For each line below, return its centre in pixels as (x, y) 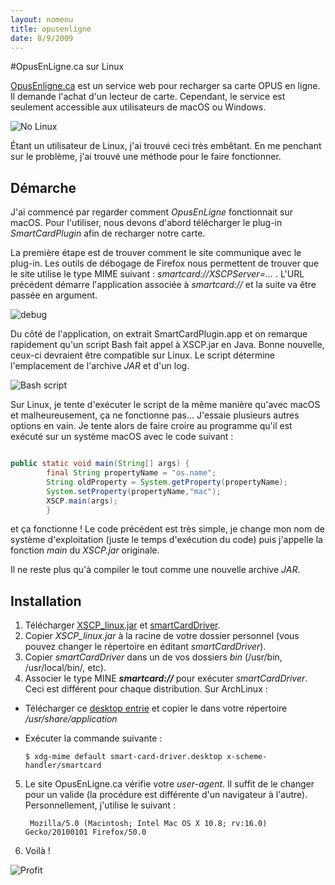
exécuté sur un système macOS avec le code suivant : (122, 437)
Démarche (43, 187)
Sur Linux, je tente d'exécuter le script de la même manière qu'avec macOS (165, 405)
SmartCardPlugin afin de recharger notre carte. (108, 233)
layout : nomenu (42, 19)
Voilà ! (37, 851)
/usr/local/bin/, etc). (65, 668)
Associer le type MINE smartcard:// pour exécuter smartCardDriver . (166, 678)
